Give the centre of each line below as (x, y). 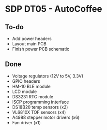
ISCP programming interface (40, 102)
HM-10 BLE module (31, 86)
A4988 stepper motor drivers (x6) (46, 117)
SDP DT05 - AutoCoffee (54, 9)
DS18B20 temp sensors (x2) (40, 107)
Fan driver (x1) (26, 122)
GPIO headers (26, 81)
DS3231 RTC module (33, 96)
